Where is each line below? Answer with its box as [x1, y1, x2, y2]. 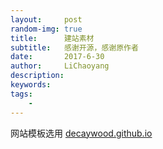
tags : [10, 89, 33, 99]
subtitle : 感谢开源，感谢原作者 [10, 42, 139, 53]
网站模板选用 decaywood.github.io [10, 127, 153, 139]
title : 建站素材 [10, 33, 95, 43]
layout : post [10, 14, 83, 25]
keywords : [10, 80, 52, 90]
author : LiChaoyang [10, 61, 110, 71]
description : [10, 71, 65, 81]
